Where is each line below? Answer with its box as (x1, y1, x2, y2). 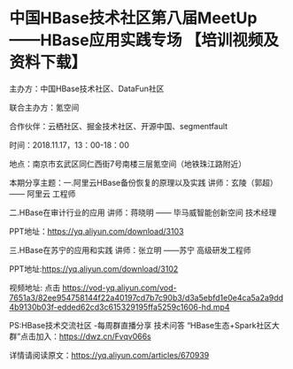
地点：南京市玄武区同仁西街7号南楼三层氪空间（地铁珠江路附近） (9, 158, 246, 169)
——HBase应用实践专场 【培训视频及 (9, 30, 279, 50)
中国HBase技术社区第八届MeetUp (9, 8, 258, 28)
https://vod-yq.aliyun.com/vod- (61, 282, 177, 293)
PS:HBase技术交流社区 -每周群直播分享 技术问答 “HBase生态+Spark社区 (9, 319, 273, 330)
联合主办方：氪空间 (9, 102, 80, 112)
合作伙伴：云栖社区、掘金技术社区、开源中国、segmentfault (9, 120, 228, 131)
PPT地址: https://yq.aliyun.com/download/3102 (9, 263, 179, 274)
